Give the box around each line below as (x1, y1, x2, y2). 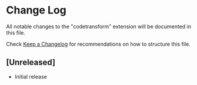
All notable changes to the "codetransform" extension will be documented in (6, 23, 192, 30)
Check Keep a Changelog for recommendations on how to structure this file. (6, 40, 191, 47)
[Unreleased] (6, 57, 56, 67)
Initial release (14, 73, 47, 80)
